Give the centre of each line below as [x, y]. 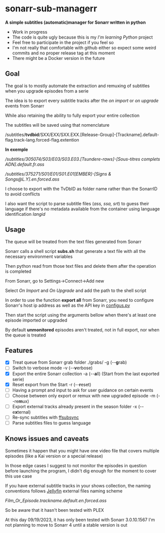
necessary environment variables [39, 256]
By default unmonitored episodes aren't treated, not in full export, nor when [82, 330]
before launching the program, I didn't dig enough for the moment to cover [81, 471]
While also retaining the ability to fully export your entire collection [72, 115]
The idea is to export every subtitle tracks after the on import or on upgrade [82, 100]
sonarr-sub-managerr [51, 9]
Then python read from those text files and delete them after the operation [81, 266]
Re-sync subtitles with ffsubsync [46, 417]
